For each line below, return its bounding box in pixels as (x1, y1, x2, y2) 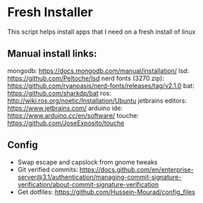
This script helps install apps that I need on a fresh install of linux (7, 27, 196, 36)
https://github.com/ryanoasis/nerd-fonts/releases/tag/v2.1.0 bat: (7, 81, 195, 90)
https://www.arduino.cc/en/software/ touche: (7, 111, 139, 119)
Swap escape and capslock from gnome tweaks (17, 157, 158, 166)
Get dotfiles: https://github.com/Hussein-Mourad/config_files (17, 188, 196, 196)
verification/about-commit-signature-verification (17, 180, 159, 188)
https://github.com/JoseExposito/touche (7, 119, 125, 127)
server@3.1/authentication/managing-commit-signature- (17, 173, 182, 181)
